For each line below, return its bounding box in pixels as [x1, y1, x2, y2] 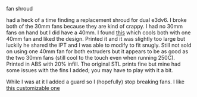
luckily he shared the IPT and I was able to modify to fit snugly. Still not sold [6, 41, 192, 48]
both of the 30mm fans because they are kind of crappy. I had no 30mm [6, 23, 183, 30]
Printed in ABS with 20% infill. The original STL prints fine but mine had [6, 60, 181, 67]
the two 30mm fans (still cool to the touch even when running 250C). [6, 54, 176, 61]
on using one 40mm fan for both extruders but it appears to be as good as [6, 48, 189, 55]
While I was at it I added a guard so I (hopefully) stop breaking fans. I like [6, 78, 185, 85]
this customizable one [6, 85, 61, 91]
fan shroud [6, 5, 33, 12]
